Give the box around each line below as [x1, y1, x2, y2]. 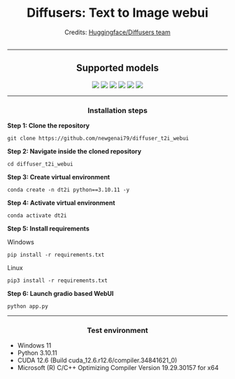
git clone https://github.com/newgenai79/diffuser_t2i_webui [7, 135, 190, 142]
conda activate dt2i [7, 212, 68, 219]
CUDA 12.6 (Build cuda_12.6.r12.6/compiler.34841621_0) [17, 356, 178, 364]
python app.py [7, 303, 49, 310]
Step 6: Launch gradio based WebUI [7, 290, 114, 298]
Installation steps [87, 105, 148, 115]
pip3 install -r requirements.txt [7, 277, 108, 284]
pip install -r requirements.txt [7, 251, 105, 259]
